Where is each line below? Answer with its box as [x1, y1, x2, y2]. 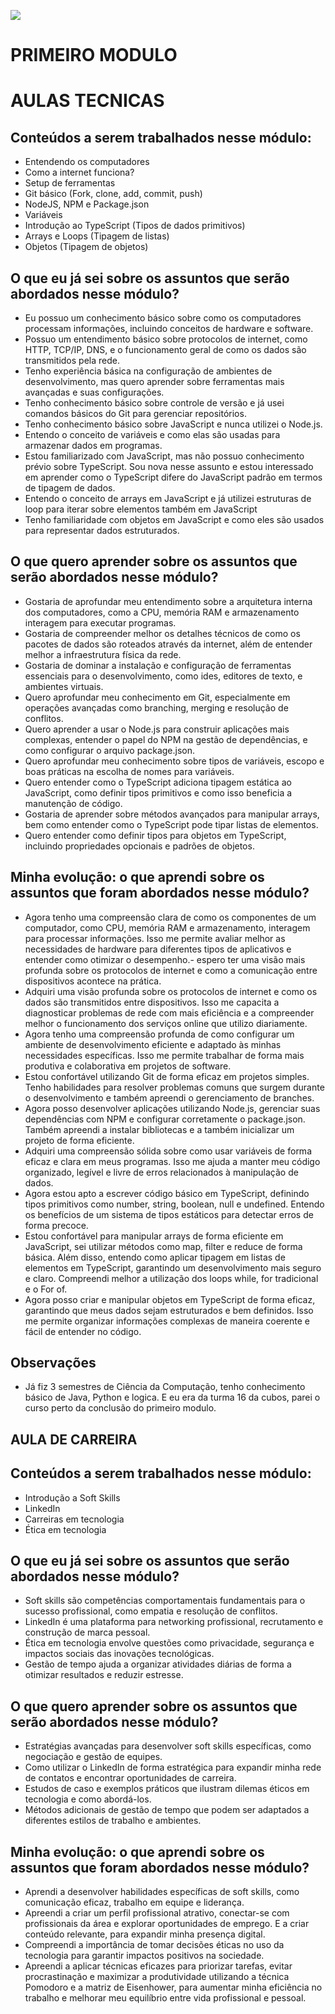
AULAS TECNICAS [10, 90, 165, 112]
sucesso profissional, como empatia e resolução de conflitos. [24, 1605, 278, 1617]
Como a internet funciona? [24, 166, 135, 179]
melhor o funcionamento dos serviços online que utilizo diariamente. [24, 1017, 308, 1029]
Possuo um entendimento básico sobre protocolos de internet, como [24, 333, 308, 345]
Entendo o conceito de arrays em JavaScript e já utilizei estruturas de [24, 493, 312, 504]
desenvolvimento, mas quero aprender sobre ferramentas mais [24, 376, 285, 387]
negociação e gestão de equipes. [24, 1751, 163, 1763]
